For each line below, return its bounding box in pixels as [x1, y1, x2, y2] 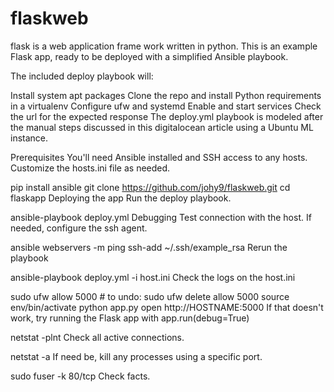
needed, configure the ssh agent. [10, 222, 148, 234]
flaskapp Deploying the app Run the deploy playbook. [10, 192, 232, 204]
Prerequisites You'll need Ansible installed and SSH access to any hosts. [10, 151, 308, 163]
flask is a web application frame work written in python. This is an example [10, 40, 318, 52]
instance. [10, 132, 49, 144]
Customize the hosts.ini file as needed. [10, 162, 171, 174]
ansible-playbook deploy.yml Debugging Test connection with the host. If [10, 211, 312, 223]
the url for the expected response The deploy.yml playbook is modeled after [10, 110, 324, 122]
